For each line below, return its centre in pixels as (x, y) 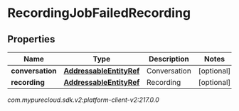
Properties (31, 39)
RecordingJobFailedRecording (99, 13)
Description (169, 59)
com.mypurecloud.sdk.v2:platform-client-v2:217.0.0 (84, 100)
